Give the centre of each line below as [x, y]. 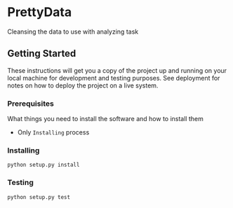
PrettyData [40, 12]
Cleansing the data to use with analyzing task [73, 32]
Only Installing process [53, 132]
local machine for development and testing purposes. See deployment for [114, 78]
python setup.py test [39, 197]
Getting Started [42, 54]
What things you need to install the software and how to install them [105, 119]
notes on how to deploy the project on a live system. [83, 85]
